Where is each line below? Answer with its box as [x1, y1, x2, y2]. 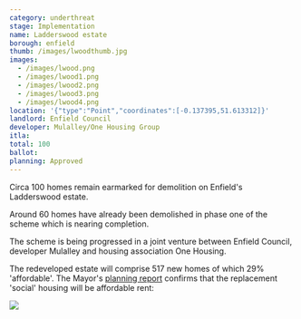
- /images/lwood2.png [17, 81, 100, 90]
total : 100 [9, 140, 51, 149]
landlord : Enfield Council [9, 114, 112, 123]
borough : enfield [9, 38, 75, 48]
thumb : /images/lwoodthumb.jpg [9, 47, 128, 56]
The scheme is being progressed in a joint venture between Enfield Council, [9, 236, 293, 246]
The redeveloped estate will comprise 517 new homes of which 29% [9, 263, 265, 274]
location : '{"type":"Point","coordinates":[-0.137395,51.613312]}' [9, 106, 270, 115]
